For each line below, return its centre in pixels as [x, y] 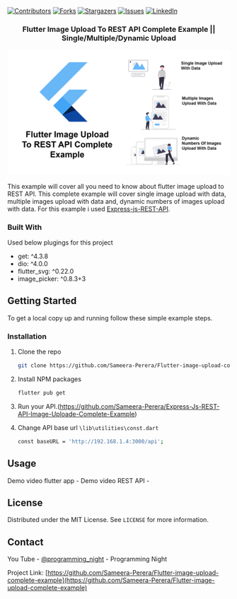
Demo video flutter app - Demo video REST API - [79, 480]
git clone [32, 366]
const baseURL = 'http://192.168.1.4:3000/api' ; [91, 441]
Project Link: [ [28, 573]
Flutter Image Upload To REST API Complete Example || [119, 29]
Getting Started [42, 301]
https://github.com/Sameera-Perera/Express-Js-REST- [140, 406]
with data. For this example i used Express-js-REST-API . [89, 209]
